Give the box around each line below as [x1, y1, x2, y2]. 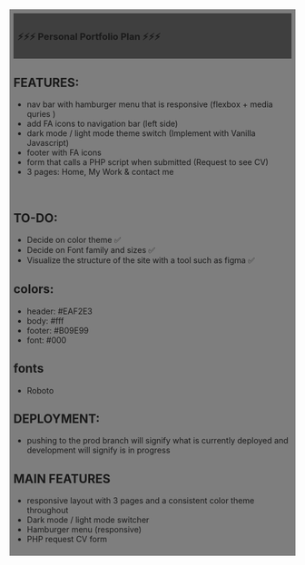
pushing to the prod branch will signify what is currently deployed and [26, 435, 289, 446]
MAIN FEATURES [13, 471, 111, 486]
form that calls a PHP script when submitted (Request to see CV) [26, 157, 270, 168]
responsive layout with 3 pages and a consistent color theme [26, 495, 255, 506]
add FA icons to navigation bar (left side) [26, 118, 179, 130]
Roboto [26, 385, 54, 395]
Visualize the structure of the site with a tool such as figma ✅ [26, 254, 256, 266]
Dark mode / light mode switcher [26, 514, 150, 525]
